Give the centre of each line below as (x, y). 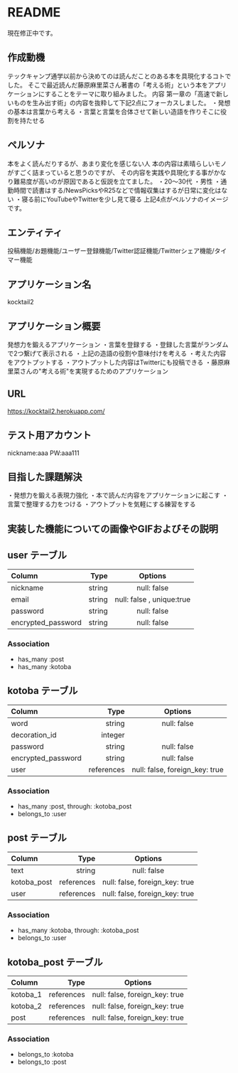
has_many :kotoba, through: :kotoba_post (78, 930)
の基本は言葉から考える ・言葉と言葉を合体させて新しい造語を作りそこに (114, 112)
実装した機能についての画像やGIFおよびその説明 (113, 529)
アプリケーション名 (49, 284)
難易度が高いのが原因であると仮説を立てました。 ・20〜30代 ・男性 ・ (117, 181)
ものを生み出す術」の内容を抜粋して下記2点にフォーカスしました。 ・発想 (122, 102)
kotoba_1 (27, 994)
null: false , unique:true (152, 599)
